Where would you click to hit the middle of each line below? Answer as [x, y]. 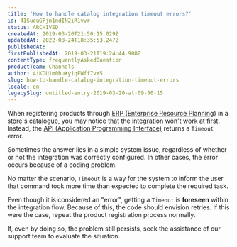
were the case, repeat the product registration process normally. [101, 215]
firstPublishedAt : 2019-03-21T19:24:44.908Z [74, 54]
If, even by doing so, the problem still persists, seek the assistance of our [114, 229]
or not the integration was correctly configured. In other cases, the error [113, 158]
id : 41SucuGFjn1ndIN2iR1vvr [49, 21]
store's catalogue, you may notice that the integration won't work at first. [114, 121]
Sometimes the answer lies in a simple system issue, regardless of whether [117, 150]
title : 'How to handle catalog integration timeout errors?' [100, 14]
